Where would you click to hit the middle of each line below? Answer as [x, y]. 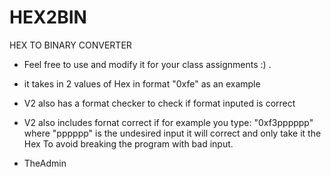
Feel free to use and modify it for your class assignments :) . [147, 64]
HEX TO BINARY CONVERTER [70, 45]
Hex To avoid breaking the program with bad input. [128, 143]
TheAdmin [45, 163]
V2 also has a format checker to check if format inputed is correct [159, 103]
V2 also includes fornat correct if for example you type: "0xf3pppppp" [168, 122]
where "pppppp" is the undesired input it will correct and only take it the [172, 133]
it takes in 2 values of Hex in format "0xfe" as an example [142, 83]
